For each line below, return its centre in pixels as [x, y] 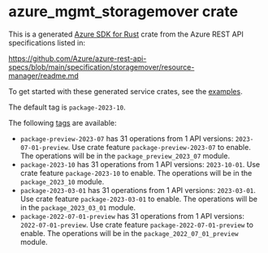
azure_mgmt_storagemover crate [123, 12]
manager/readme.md [43, 75]
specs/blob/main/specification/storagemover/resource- [102, 66]
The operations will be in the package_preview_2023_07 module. [125, 156]
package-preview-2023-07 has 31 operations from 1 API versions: [127, 138]
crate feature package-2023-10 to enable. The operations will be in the [136, 173]
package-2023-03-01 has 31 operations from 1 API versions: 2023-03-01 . [138, 190]
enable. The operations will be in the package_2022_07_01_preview [129, 233]
